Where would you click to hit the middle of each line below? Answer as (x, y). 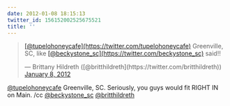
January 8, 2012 (47, 74)
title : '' (22, 26)
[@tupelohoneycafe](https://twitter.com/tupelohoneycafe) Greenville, (124, 46)
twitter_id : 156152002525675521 (54, 20)
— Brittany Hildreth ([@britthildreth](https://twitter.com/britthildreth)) (123, 67)
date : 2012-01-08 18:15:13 (46, 14)
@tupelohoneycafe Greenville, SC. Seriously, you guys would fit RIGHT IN (113, 88)
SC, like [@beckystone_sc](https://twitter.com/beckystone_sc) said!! (122, 53)
